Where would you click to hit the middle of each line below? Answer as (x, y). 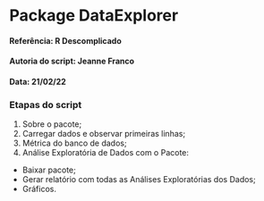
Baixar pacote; (49, 170)
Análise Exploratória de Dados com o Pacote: (106, 153)
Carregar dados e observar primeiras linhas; (104, 134)
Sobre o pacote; (52, 124)
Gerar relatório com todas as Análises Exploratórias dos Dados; (139, 180)
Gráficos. (39, 189)
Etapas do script (46, 105)
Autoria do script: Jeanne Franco (72, 61)
